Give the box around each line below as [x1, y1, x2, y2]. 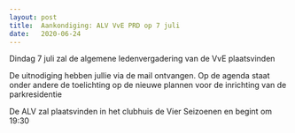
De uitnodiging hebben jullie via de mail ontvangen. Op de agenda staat [9, 70, 270, 81]
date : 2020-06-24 [9, 29, 82, 38]
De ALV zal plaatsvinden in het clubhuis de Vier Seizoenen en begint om [9, 107, 273, 117]
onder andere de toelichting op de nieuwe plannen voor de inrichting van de [9, 80, 287, 91]
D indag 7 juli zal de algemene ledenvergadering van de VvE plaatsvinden [9, 54, 276, 64]
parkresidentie [9, 89, 62, 100]
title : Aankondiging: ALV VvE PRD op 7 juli [9, 21, 180, 30]
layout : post [9, 12, 58, 22]
